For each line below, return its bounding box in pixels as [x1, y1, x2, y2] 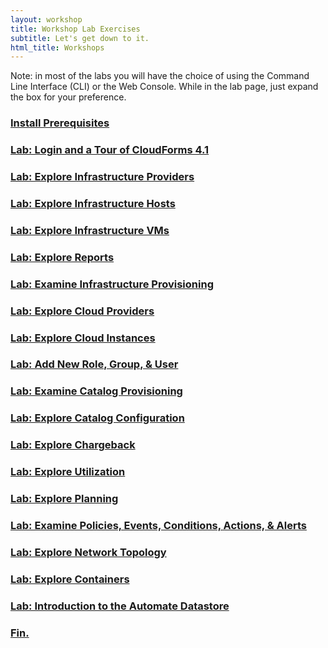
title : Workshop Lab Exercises [10, 24, 141, 34]
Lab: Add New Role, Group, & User [10, 357, 179, 371]
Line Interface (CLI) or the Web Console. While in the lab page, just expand [10, 81, 319, 93]
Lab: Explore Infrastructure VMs [10, 223, 170, 237]
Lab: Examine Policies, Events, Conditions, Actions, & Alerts [10, 519, 307, 532]
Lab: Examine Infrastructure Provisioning [10, 277, 214, 291]
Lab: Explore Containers [10, 572, 130, 586]
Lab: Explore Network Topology [10, 545, 167, 559]
